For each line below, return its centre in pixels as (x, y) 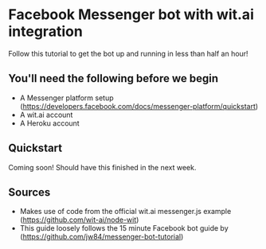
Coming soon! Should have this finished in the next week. (102, 167)
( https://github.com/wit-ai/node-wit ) (79, 220)
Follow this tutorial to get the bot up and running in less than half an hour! (128, 53)
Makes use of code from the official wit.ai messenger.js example (125, 212)
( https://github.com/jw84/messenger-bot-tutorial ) (102, 237)
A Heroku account (49, 123)
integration (46, 31)
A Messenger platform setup (66, 98)
